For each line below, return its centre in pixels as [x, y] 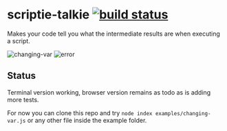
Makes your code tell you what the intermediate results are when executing [113, 34]
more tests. [23, 99]
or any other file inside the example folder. [87, 120]
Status [22, 76]
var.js [17, 121]
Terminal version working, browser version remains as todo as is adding [109, 92]
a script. [19, 40]
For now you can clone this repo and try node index [80, 112]
